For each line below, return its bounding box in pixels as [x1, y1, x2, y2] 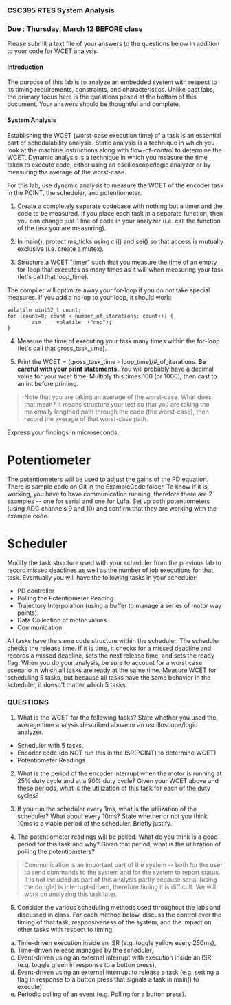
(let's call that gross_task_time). [16, 344, 107, 352]
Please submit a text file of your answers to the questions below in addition [7, 40, 220, 48]
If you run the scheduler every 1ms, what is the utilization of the [16, 804, 197, 813]
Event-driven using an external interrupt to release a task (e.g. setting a [16, 968, 219, 976]
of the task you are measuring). [16, 223, 107, 232]
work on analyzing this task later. [23, 890, 118, 898]
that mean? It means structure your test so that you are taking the [23, 400, 210, 408]
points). [16, 609, 39, 617]
